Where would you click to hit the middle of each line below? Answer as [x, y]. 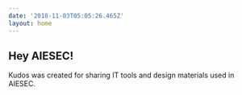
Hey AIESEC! [41, 56]
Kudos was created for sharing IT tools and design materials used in [121, 75]
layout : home [30, 23]
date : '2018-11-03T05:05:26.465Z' [67, 16]
